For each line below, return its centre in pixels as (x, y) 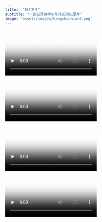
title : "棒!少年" (23, 10)
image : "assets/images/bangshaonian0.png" (49, 19)
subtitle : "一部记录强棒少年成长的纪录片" (44, 14)
